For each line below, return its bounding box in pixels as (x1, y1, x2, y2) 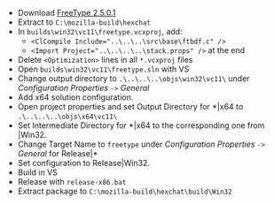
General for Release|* (17, 148, 98, 158)
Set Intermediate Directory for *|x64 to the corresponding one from (17, 120, 265, 131)
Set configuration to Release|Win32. (17, 158, 151, 168)
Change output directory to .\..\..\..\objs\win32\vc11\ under (17, 73, 250, 83)
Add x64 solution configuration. (17, 92, 134, 102)
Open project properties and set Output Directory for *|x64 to (17, 102, 244, 111)
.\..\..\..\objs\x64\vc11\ (17, 112, 118, 121)
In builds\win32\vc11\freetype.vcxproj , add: (17, 27, 184, 36)
